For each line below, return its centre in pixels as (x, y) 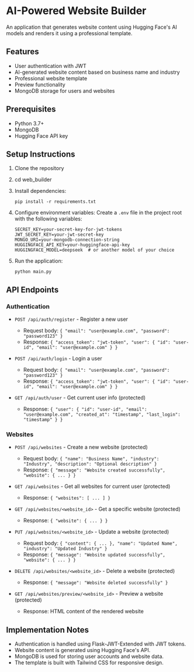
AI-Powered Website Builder (76, 11)
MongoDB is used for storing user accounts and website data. (89, 656)
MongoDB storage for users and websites (65, 91)
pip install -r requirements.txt (55, 202)
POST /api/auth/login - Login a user (58, 358)
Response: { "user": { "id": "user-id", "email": (85, 409)
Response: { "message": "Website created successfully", (94, 470)
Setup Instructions (41, 154)
